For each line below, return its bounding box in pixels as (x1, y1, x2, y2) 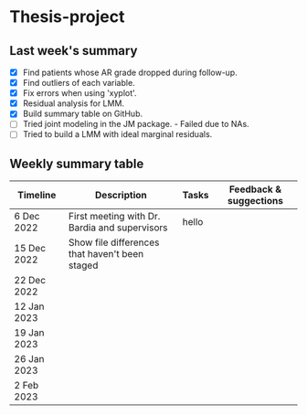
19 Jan (14, 326, 45, 339)
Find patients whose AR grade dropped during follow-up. (22, 67, 238, 78)
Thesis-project (9, 6, 125, 27)
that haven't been (68, 248, 144, 261)
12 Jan (14, 300, 45, 313)
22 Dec (14, 274, 47, 287)
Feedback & (228, 183, 282, 196)
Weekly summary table (9, 155, 144, 171)
